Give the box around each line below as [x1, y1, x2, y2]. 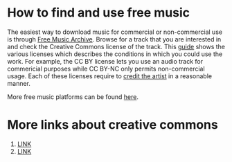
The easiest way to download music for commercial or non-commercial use [7, 28, 223, 36]
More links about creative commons [7, 117, 218, 133]
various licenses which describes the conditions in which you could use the [7, 50, 223, 58]
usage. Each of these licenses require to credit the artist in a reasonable [7, 71, 213, 80]
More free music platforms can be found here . [7, 92, 139, 101]
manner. [7, 79, 31, 87]
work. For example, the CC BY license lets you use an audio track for [7, 57, 203, 65]
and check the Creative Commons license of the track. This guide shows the [7, 42, 226, 51]
